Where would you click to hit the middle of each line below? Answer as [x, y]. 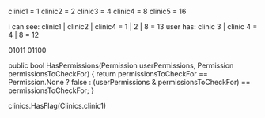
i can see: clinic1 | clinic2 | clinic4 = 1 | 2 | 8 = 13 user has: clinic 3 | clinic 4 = [133, 26]
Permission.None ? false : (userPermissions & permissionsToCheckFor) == [129, 82]
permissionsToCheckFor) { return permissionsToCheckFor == [108, 74]
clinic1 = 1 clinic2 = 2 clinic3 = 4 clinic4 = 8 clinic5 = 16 [97, 11]
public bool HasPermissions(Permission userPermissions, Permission [121, 65]
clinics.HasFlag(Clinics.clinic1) [57, 106]
